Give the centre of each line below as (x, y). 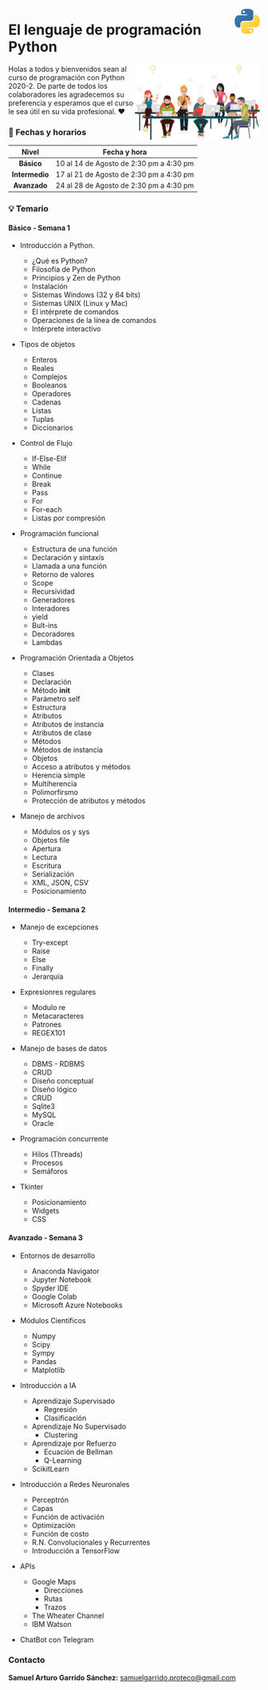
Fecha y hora (125, 152)
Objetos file (51, 841)
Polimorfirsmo (55, 793)
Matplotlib (48, 1370)
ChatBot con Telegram (57, 1640)
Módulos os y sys (61, 832)
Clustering (61, 1434)
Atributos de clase (61, 733)
